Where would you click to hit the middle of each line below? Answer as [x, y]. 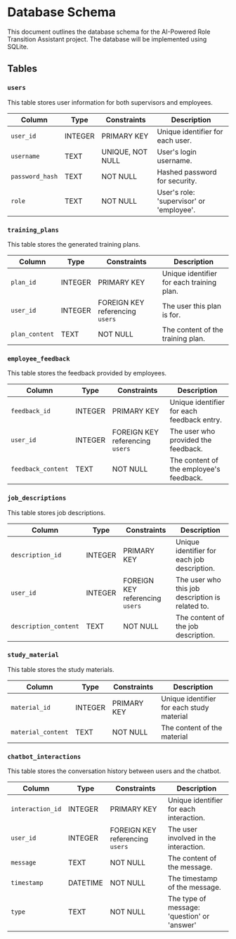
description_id [36, 555]
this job [188, 588]
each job [190, 559]
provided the [191, 440]
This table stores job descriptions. [57, 512]
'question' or [189, 917]
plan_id [24, 282]
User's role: [176, 192]
